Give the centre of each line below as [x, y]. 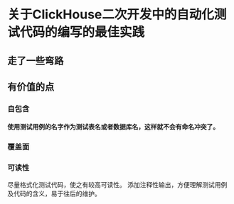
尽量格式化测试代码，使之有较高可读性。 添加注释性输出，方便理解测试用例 [117, 184]
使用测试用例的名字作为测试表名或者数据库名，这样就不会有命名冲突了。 [113, 127]
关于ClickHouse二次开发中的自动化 [111, 15]
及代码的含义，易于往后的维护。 [54, 193]
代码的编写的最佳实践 [83, 32]
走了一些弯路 [36, 61]
